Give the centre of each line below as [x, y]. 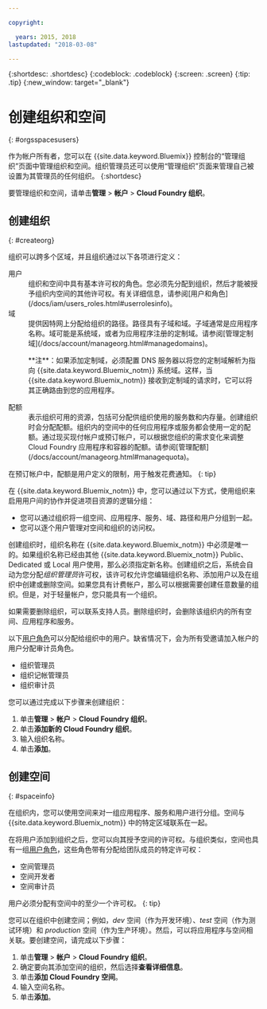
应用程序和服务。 [50, 622]
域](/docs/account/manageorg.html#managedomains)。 [120, 344]
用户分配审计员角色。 [43, 648]
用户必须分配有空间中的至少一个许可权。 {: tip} [85, 903]
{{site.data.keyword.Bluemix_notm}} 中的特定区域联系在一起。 [110, 823]
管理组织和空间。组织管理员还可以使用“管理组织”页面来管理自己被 [147, 166]
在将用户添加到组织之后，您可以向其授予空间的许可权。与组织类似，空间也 [130, 839]
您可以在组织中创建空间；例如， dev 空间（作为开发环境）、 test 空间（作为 [128, 920]
